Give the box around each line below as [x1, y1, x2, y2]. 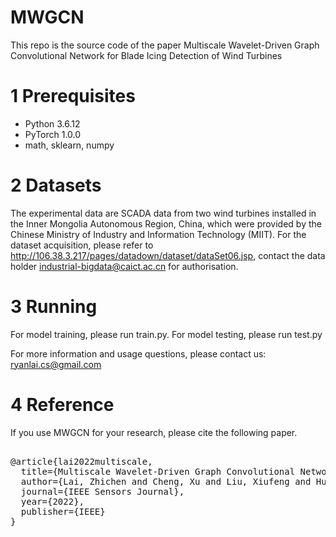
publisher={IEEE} [20, 506, 106, 517]
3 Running [10, 296, 98, 318]
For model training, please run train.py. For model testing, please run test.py [10, 328, 323, 340]
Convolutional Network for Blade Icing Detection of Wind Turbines [10, 49, 283, 61]
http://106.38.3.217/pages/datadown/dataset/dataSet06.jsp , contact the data [10, 249, 326, 261]
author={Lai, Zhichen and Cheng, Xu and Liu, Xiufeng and [20, 476, 312, 487]
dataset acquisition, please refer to [10, 239, 154, 251]
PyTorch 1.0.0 [24, 128, 82, 140]
